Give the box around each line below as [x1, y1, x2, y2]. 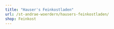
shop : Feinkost [5, 16, 37, 21]
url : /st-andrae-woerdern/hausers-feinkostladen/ [5, 12, 110, 17]
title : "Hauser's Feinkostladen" [5, 7, 74, 12]
